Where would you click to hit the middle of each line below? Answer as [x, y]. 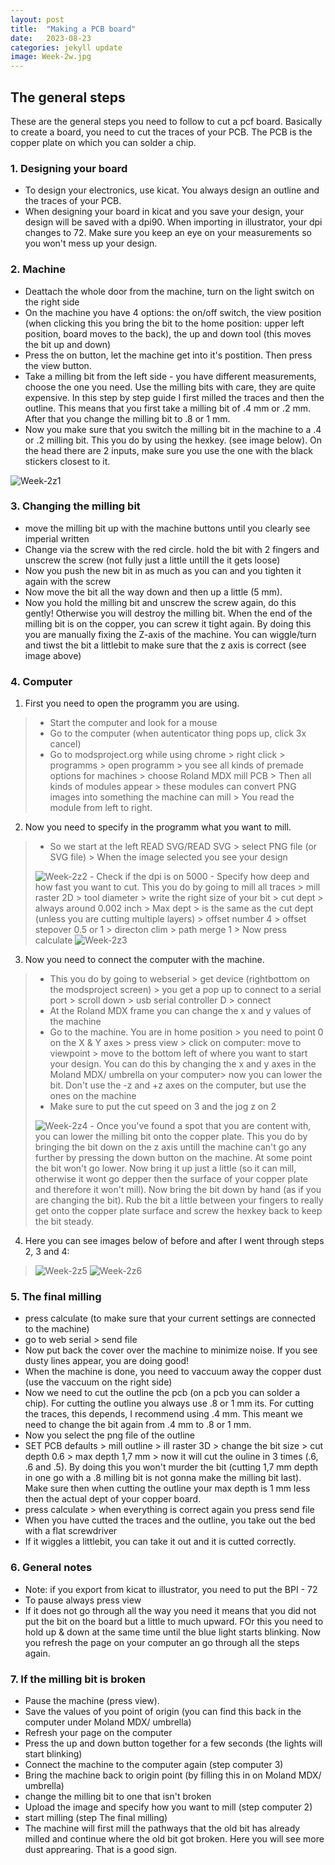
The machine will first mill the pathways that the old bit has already [162, 1828]
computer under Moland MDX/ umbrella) [108, 1722]
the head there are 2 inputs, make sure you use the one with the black [168, 450]
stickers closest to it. [67, 461]
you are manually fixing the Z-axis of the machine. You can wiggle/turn [170, 634]
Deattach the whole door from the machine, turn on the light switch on [169, 291]
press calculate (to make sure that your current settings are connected [170, 1318]
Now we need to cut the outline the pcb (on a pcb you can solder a [162, 1393]
